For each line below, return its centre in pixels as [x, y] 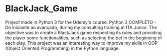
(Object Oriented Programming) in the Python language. [63, 48]
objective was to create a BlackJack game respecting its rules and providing [83, 32]
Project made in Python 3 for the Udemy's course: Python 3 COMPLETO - [81, 22]
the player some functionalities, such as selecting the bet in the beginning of [83, 38]
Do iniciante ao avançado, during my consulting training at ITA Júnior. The [81, 27]
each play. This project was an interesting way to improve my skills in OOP [82, 43]
